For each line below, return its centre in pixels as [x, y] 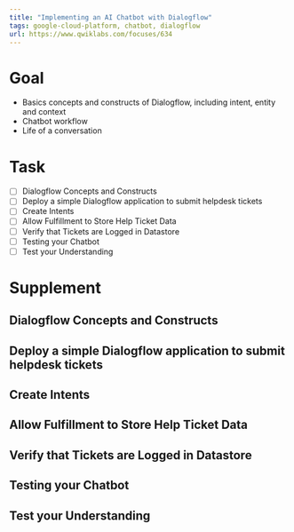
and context [44, 112]
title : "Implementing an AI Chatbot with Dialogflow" [111, 17]
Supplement [56, 287]
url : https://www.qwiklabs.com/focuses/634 [91, 34]
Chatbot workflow [55, 122]
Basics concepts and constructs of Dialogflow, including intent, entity [149, 102]
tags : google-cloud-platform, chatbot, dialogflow [105, 26]
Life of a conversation [62, 131]
